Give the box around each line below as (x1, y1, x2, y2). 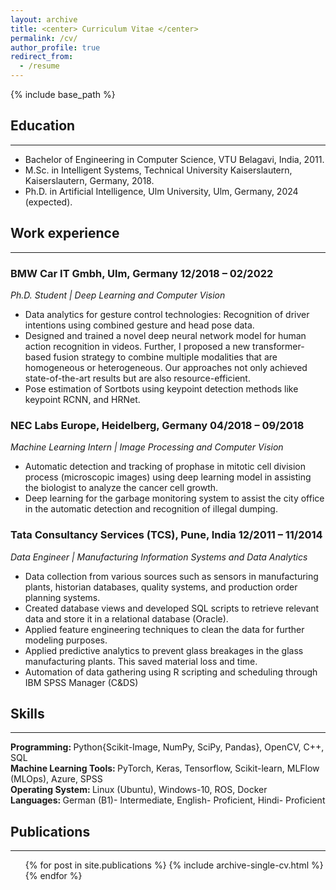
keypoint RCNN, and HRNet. (24, 393, 141, 405)
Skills (10, 705, 45, 722)
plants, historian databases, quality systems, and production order (24, 581, 298, 593)
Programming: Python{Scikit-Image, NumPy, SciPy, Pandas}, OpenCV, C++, (10, 741, 325, 753)
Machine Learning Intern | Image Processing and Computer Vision (10, 441, 284, 453)
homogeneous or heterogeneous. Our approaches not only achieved (24, 361, 308, 373)
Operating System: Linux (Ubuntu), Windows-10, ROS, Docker (10, 784, 268, 796)
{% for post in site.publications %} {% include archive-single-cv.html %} (24, 859, 324, 871)
